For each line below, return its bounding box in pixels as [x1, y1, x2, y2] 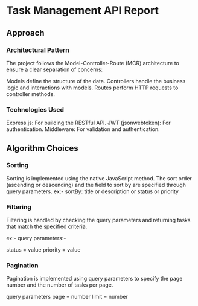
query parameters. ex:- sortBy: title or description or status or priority [6, 188, 179, 195]
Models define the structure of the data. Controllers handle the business [6, 77, 186, 84]
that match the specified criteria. [6, 223, 88, 230]
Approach [6, 28, 45, 38]
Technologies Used [6, 105, 65, 113]
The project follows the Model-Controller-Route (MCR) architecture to [6, 59, 179, 66]
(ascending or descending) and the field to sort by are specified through [6, 181, 186, 188]
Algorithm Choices [6, 143, 78, 153]
